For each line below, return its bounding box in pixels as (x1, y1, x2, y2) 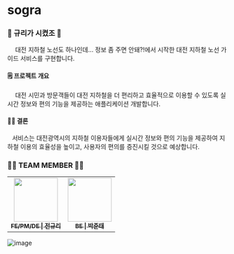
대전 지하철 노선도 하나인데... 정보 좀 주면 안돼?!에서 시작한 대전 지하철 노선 (15, 45, 219, 54)
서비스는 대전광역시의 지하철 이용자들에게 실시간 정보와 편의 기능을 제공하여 (11, 134, 219, 142)
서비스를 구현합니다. (20, 55, 75, 63)
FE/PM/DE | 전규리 (11, 223, 61, 230)
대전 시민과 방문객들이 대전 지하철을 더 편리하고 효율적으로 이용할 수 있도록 (15, 90, 219, 99)
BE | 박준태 (75, 223, 104, 230)
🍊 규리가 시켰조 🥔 (7, 29, 62, 38)
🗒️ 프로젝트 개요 (7, 72, 50, 80)
